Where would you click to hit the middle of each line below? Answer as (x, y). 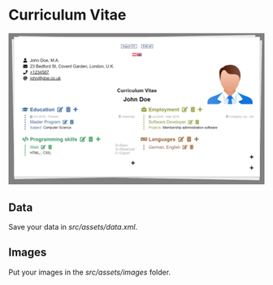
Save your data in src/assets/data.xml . (73, 227)
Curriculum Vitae (67, 15)
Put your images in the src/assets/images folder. (90, 272)
